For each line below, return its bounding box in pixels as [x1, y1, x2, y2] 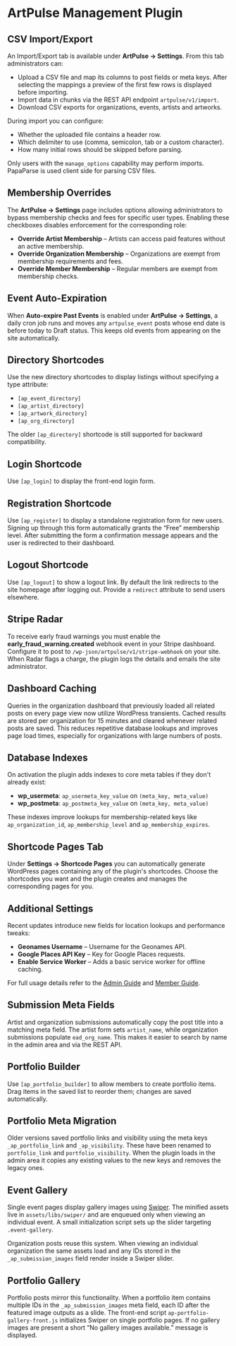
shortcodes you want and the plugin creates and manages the [7, 874, 187, 883]
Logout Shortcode [7, 559, 89, 571]
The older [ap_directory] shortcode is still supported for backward [7, 430, 203, 439]
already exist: [7, 778, 46, 787]
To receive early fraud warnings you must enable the [7, 632, 161, 641]
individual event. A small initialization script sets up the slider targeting [7, 1218, 211, 1227]
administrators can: [7, 59, 63, 68]
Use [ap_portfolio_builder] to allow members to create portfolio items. [7, 1079, 216, 1088]
